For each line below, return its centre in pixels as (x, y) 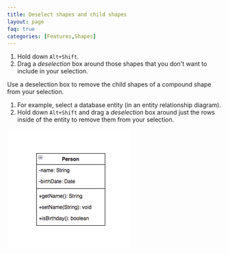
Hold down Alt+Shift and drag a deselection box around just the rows (116, 113)
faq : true (21, 29)
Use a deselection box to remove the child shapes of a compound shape (109, 84)
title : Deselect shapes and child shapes (67, 14)
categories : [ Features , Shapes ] (52, 36)
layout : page (26, 22)
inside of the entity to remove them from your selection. (96, 119)
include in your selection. (52, 71)
